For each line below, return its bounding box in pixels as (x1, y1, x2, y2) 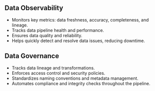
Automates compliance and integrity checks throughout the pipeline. (11, 80, 151, 86)
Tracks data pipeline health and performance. (11, 27, 104, 33)
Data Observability (4, 4, 63, 12)
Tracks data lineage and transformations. (11, 65, 95, 70)
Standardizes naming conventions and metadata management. (11, 75, 138, 81)
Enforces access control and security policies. (11, 70, 105, 76)
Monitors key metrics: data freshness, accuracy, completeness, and (11, 17, 149, 23)
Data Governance (4, 52, 59, 60)
